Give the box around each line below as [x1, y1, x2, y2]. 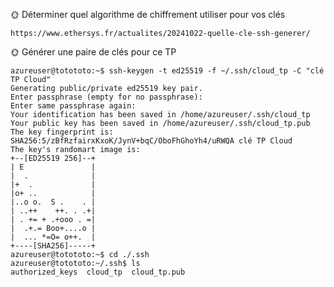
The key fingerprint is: [10, 127, 114, 137]
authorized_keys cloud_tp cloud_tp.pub [10, 267, 186, 277]
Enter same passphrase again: [10, 101, 137, 111]
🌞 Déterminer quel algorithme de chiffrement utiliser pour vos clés [10, 9, 286, 20]
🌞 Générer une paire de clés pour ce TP [10, 46, 177, 58]
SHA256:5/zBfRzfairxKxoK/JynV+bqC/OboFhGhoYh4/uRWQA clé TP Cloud [10, 136, 293, 146]
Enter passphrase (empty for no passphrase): [10, 92, 203, 102]
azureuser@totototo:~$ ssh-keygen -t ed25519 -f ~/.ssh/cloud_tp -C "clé [10, 66, 325, 76]
